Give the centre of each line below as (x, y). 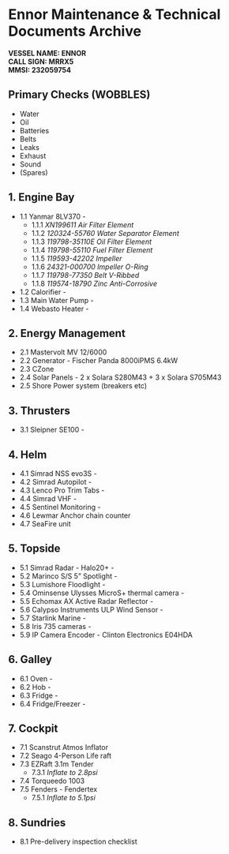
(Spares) (34, 172)
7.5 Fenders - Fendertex (58, 789)
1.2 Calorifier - (43, 292)
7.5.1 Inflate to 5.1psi (64, 798)
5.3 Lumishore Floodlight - (62, 584)
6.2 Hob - (35, 687)
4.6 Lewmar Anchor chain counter (75, 515)
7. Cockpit (33, 729)
